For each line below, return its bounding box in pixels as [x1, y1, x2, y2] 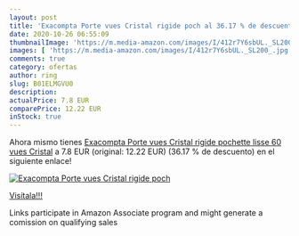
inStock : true [9, 112, 62, 121]
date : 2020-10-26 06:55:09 [9, 29, 109, 38]
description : [9, 87, 58, 96]
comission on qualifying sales [9, 217, 118, 228]
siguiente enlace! [9, 156, 72, 167]
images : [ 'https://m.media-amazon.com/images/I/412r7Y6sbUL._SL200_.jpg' [9, 46, 293, 55]
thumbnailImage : [9, 37, 69, 47]
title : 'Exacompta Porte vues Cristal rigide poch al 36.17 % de [9, 21, 256, 30]
